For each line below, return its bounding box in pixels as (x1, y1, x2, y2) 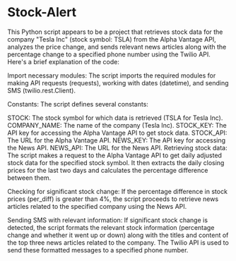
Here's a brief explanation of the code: (7, 57, 120, 66)
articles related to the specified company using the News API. (7, 202, 187, 210)
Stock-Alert (7, 4, 77, 20)
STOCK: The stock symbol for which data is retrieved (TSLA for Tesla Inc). (7, 114, 223, 122)
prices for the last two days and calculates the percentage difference (7, 166, 208, 174)
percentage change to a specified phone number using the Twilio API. (7, 50, 211, 59)
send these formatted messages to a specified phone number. (7, 245, 189, 254)
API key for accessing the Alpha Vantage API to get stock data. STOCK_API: (7, 128, 228, 137)
